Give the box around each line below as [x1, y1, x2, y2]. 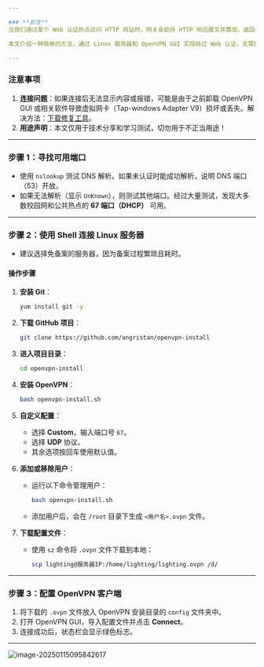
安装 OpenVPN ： [19, 380, 75, 390]
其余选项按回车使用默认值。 [31, 447, 122, 456]
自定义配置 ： [19, 410, 61, 420]
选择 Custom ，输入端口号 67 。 [31, 427, 131, 437]
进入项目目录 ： [19, 349, 68, 358]
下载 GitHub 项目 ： [19, 318, 81, 328]
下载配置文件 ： [19, 528, 68, 537]
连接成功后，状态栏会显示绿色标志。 [19, 627, 137, 636]
